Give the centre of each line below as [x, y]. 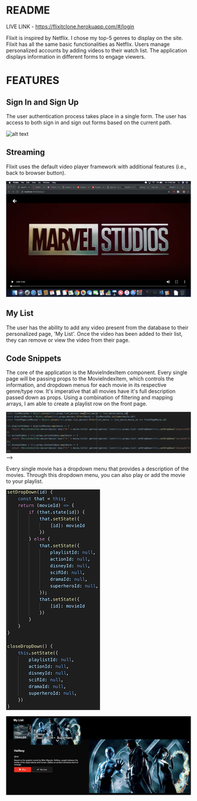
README [28, 10]
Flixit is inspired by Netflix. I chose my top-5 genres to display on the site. [95, 38]
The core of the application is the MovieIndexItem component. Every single [97, 373]
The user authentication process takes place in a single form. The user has [96, 116]
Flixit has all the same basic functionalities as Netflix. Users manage [88, 44]
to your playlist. [25, 481]
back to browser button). [36, 173]
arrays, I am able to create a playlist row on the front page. [77, 404]
